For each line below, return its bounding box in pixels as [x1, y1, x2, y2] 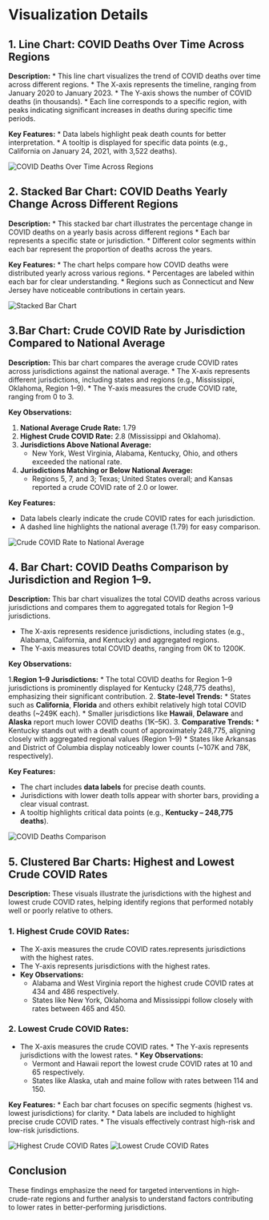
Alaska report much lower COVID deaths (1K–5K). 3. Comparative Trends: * [8, 717, 260, 727]
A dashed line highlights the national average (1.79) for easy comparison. [19, 522, 261, 532]
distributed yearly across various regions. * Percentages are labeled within [8, 268, 255, 278]
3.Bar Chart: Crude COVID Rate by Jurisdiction [8, 324, 246, 338]
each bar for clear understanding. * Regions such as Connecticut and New [8, 276, 255, 286]
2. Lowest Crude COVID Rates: [8, 1023, 130, 1034]
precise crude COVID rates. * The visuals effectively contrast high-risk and [8, 1117, 255, 1126]
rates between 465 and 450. [31, 1003, 126, 1013]
